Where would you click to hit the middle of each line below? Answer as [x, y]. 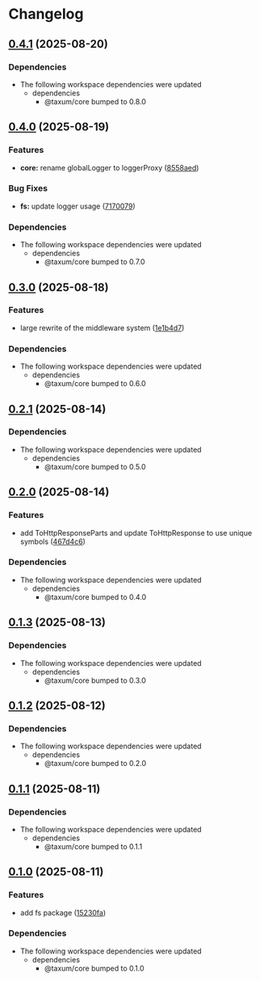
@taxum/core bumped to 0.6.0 [95, 384]
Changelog [46, 14]
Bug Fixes [28, 188]
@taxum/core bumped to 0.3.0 [95, 680]
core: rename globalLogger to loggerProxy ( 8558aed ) [109, 167]
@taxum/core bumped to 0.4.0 [95, 597]
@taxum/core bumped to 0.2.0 [95, 764]
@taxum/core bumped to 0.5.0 [95, 466]
